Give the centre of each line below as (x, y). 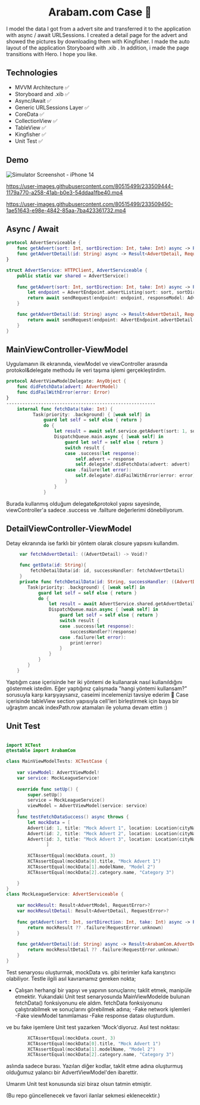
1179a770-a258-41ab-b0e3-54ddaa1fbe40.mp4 (65, 192)
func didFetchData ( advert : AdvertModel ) (68, 387)
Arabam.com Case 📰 (100, 12)
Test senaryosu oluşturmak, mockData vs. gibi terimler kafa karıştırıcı (91, 972)
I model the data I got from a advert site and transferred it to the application (99, 29)
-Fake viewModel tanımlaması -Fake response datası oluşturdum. (95, 1015)
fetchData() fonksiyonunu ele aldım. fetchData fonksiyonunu (88, 1003)
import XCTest (24, 745)
